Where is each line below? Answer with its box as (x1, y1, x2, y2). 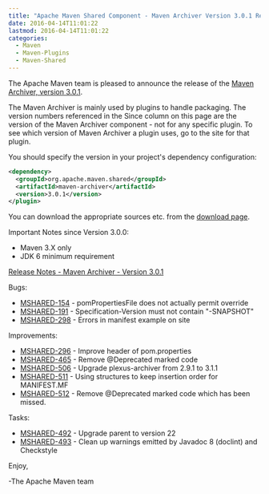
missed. (19, 398, 46, 407)
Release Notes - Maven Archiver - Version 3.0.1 (8, 267, 164, 277)
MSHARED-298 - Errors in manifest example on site (19, 315, 191, 325)
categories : (8, 34, 48, 43)
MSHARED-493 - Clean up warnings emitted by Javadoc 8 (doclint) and (19, 437, 258, 447)
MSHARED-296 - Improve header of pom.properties (19, 346, 192, 356)
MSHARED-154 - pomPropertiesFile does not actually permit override (19, 298, 249, 308)
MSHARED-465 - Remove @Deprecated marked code (19, 354, 199, 365)
